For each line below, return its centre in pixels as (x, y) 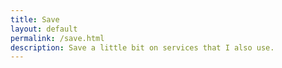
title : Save (35, 19)
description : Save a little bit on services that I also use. (142, 47)
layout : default (44, 29)
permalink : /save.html (57, 38)
